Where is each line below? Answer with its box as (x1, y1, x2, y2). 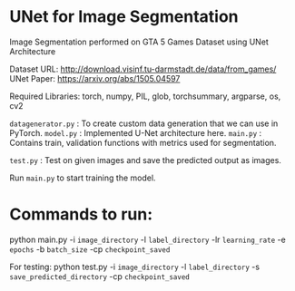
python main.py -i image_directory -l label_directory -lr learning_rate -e (9, 234, 286, 245)
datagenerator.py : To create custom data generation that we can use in (9, 118, 279, 129)
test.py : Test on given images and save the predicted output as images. (9, 154, 281, 165)
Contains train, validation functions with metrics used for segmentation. (9, 137, 277, 148)
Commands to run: (9, 204, 153, 225)
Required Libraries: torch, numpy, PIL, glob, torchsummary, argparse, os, (9, 91, 281, 102)
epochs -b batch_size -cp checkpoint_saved (9, 243, 171, 255)
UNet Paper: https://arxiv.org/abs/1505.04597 (9, 73, 181, 83)
